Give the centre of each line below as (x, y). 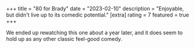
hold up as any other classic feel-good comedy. (64, 39)
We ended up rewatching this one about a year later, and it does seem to (95, 33)
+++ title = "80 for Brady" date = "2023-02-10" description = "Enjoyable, (95, 9)
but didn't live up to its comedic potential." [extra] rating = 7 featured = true (97, 15)
